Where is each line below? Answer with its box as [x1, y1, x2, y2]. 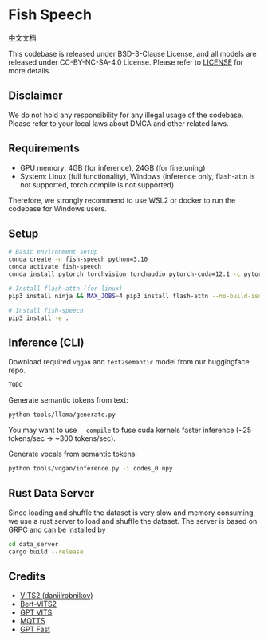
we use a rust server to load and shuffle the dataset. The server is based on [8, 516, 258, 525]
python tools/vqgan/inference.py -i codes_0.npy [8, 464, 173, 472]
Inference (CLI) [8, 336, 85, 349]
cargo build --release [8, 548, 84, 556]
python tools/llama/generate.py [8, 411, 116, 419]
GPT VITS [19, 608, 53, 617]
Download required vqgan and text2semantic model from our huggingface [8, 357, 250, 367]
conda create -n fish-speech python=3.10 [8, 255, 148, 264]
